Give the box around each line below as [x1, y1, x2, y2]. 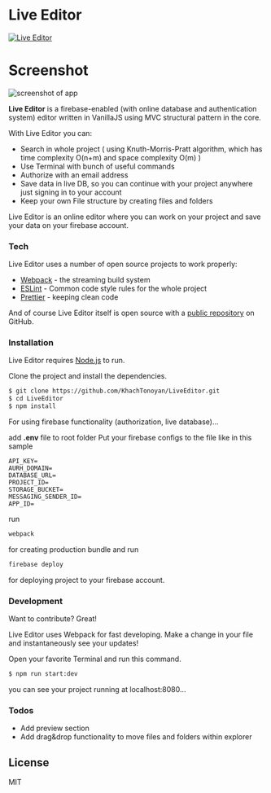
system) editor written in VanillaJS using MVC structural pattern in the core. [8, 112, 262, 122]
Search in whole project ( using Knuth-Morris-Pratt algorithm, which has [20, 144, 263, 154]
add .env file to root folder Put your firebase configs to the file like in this [8, 433, 252, 443]
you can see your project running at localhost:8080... [8, 685, 186, 694]
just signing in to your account [20, 187, 122, 197]
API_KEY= [8, 458, 38, 466]
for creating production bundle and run [8, 544, 139, 554]
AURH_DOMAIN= [8, 464, 53, 473]
